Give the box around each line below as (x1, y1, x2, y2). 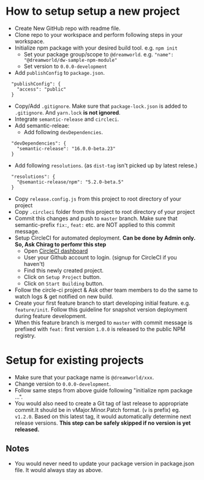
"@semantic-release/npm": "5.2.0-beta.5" (17, 179, 124, 185)
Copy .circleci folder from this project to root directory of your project (14, 208, 195, 215)
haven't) (23, 260, 45, 267)
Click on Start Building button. (23, 280, 104, 287)
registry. (14, 332, 36, 339)
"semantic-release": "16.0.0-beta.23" (17, 145, 116, 151)
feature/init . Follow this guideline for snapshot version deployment (14, 305, 187, 313)
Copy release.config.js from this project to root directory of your (14, 195, 182, 202)
